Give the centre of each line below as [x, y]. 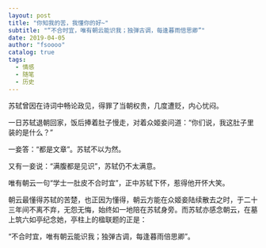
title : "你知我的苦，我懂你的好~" [59, 23]
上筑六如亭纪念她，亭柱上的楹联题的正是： [78, 219]
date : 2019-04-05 [37, 38]
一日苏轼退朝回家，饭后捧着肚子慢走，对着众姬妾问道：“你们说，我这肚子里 [131, 122]
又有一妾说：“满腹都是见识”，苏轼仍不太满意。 [84, 166]
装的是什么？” [31, 132]
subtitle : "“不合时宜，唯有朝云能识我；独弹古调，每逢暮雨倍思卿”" [107, 30]
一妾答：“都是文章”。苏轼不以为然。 [67, 149]
